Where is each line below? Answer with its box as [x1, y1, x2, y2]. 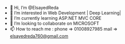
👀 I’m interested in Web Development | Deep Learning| [9, 10, 122, 16]
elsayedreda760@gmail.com [9, 33, 68, 39]
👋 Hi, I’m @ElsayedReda [9, 5, 59, 10]
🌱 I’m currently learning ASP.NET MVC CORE [9, 15, 102, 21]
